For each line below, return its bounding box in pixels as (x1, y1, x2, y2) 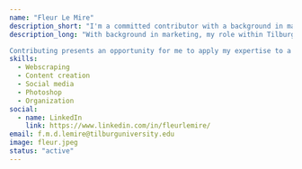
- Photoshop (17, 87, 63, 97)
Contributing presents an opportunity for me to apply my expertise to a (9, 46, 292, 55)
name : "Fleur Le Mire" (9, 13, 94, 22)
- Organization (17, 96, 75, 105)
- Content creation (17, 71, 91, 81)
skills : (9, 55, 39, 64)
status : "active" (9, 147, 75, 156)
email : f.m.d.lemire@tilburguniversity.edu (9, 129, 175, 139)
